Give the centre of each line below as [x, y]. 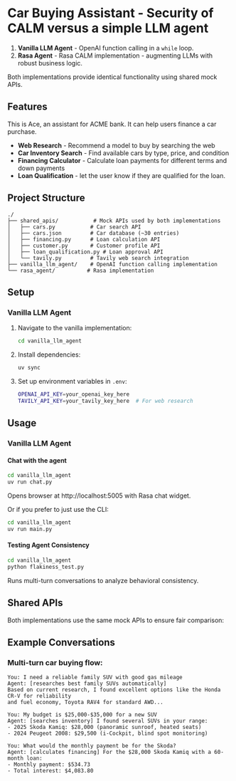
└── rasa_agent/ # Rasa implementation [81, 271]
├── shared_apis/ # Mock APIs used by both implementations [114, 221]
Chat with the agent [37, 460]
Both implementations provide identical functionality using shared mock [112, 77]
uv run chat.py [30, 482]
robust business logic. [50, 63]
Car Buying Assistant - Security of [111, 13]
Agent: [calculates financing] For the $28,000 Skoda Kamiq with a [109, 753]
